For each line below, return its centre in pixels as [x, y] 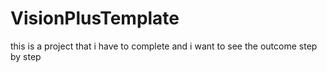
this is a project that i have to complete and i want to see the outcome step [164, 46]
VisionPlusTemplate [95, 18]
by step [26, 56]
